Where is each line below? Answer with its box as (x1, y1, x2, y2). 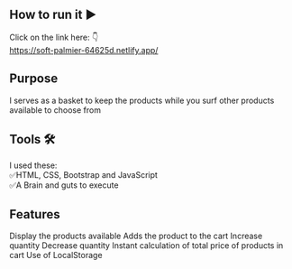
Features (9, 207, 60, 222)
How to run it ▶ (9, 7, 97, 23)
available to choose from (9, 104, 102, 116)
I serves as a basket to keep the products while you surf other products (9, 95, 275, 106)
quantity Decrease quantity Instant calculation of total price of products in (9, 240, 284, 251)
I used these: (9, 160, 58, 171)
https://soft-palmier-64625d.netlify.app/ (9, 44, 159, 55)
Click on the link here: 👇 (9, 32, 99, 42)
